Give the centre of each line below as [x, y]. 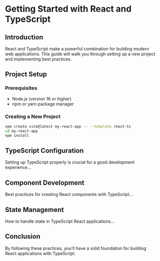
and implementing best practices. [38, 59]
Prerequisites [21, 88]
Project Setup [26, 74]
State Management [34, 210]
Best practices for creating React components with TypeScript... [69, 195]
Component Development [45, 183]
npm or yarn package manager [43, 104]
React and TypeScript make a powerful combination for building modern [77, 49]
